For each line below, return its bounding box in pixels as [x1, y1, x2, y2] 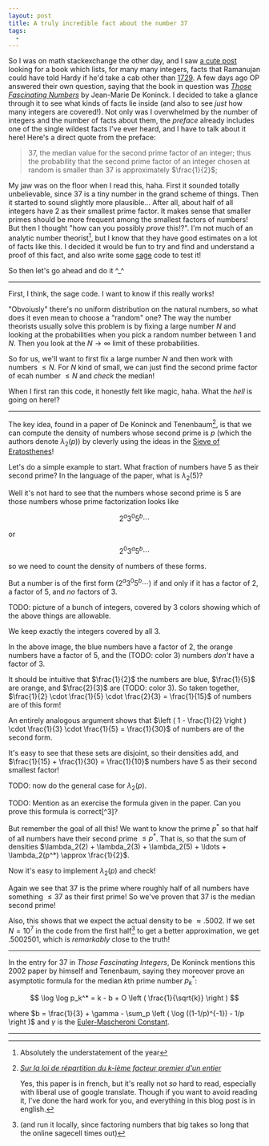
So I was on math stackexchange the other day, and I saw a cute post [8, 56, 238, 66]
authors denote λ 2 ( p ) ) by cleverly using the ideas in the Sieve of [8, 436, 220, 448]
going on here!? [8, 394, 60, 405]
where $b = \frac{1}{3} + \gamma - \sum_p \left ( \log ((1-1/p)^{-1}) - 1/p [8, 1009, 245, 1019]
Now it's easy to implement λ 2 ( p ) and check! [8, 866, 156, 878]
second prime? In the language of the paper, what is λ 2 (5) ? [8, 470, 203, 482]
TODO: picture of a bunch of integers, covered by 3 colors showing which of [8, 603, 261, 612]
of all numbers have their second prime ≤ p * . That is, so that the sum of [8, 832, 247, 843]
